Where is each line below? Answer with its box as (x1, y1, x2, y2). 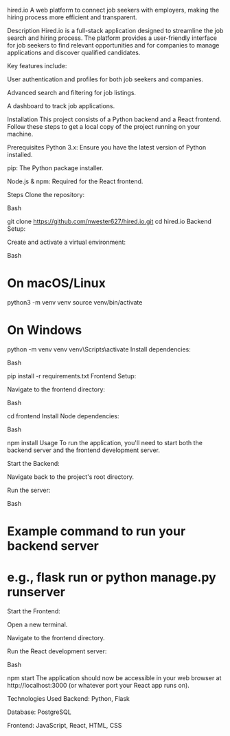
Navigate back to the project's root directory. (7, 472, 135, 481)
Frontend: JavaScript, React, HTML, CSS (7, 722, 122, 729)
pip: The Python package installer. (7, 164, 104, 172)
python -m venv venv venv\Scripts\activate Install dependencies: (7, 345, 191, 354)
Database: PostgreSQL (7, 708, 72, 716)
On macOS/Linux (7, 276, 106, 292)
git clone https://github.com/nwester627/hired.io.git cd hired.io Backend (7, 217, 211, 225)
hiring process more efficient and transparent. (7, 13, 137, 21)
